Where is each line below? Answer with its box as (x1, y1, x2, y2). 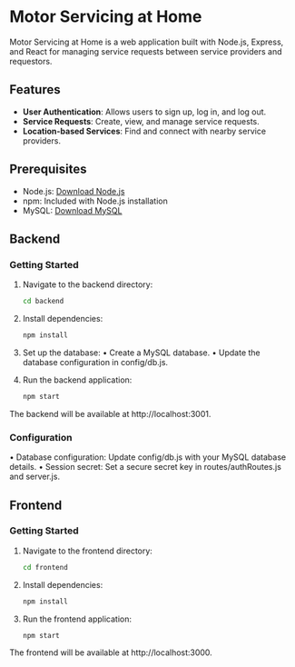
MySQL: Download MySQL (22, 204, 123, 215)
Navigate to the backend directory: (22, 279, 153, 290)
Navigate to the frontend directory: (22, 545, 152, 556)
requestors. (9, 55, 53, 66)
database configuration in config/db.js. (22, 357, 169, 367)
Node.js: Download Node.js (22, 185, 125, 196)
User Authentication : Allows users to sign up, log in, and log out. (22, 106, 267, 117)
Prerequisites (9, 162, 87, 177)
